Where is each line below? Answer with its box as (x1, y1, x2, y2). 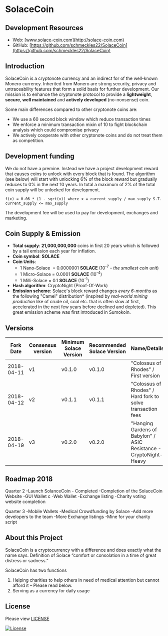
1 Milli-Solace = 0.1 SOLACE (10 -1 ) (19, 276, 89, 283)
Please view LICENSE (5, 615, 49, 621)
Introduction (5, 62, 45, 71)
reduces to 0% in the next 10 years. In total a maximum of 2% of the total (5, 181, 156, 187)
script (5, 519, 17, 525)
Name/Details (130, 345, 164, 352)
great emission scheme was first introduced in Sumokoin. (12, 309, 131, 315)
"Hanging (130, 420, 153, 427)
